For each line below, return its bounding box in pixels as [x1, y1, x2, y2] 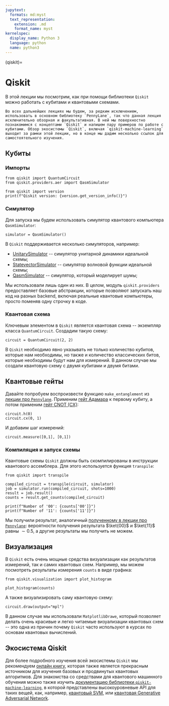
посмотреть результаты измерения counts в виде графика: [5, 567, 133, 573]
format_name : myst [14, 26, 53, 31]
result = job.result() [5, 490, 53, 496]
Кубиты [5, 149, 31, 158]
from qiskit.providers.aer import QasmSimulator [5, 180, 109, 185]
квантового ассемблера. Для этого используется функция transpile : [5, 463, 154, 469]
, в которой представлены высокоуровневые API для [41, 684, 156, 690]
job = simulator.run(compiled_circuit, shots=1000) [5, 486, 116, 491]
